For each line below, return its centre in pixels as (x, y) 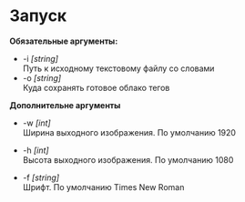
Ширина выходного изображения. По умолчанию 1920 (129, 132)
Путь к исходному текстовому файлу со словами (118, 68)
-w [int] (37, 123)
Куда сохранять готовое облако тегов (96, 87)
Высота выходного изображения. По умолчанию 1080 (128, 159)
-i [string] (41, 58)
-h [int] (36, 150)
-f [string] (41, 177)
